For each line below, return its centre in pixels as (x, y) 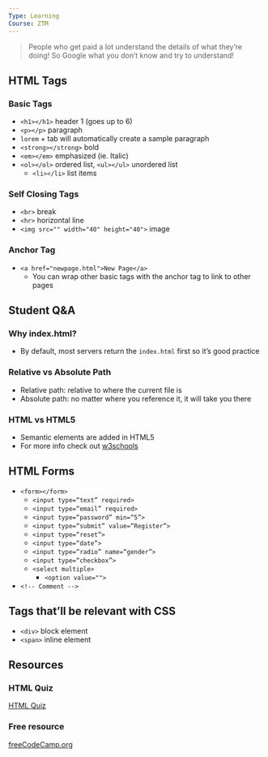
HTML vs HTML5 (42, 419)
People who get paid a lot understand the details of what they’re (135, 46)
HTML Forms (42, 471)
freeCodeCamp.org (40, 744)
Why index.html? (43, 333)
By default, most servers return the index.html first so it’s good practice (140, 351)
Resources (36, 665)
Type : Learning (34, 16)
